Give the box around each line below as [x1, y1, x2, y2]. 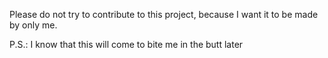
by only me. [9, 19, 58, 31]
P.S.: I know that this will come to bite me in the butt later [9, 39, 244, 50]
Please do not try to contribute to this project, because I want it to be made [9, 9, 319, 20]
